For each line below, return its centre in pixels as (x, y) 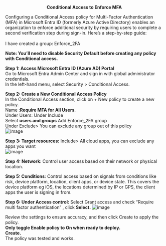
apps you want (21, 146)
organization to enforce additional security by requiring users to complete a (83, 28)
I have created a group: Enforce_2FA (43, 44)
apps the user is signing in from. (38, 192)
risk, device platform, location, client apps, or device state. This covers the (82, 182)
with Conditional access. (32, 59)
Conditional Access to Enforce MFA (84, 7)
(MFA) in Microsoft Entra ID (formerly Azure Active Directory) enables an (80, 22)
